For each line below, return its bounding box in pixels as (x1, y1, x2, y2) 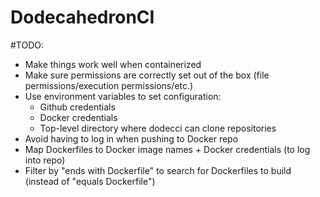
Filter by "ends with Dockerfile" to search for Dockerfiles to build (24, 164, 292, 176)
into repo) (24, 154, 66, 166)
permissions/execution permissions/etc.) (24, 79, 194, 91)
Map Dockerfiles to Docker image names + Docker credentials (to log (24, 143, 311, 155)
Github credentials (39, 101, 116, 113)
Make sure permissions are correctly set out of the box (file (24, 69, 270, 81)
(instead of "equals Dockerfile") (24, 175, 156, 187)
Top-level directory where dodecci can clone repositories (39, 122, 277, 134)
